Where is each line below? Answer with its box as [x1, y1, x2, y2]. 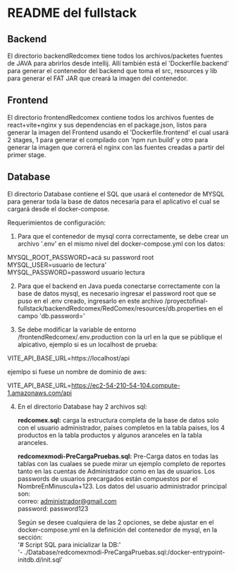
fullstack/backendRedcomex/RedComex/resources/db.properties [17, 304, 208, 313]
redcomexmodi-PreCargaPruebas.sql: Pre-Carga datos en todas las [17, 452, 219, 460]
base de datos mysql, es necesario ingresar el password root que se [17, 289, 216, 297]
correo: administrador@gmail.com [17, 496, 118, 505]
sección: [17, 533, 43, 541]
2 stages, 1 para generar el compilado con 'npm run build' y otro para [7, 135, 209, 144]
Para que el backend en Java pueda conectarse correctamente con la [17, 282, 221, 290]
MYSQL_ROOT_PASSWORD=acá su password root [7, 253, 154, 261]
